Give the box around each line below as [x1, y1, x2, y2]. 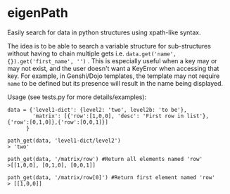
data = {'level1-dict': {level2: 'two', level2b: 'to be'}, [7, 106, 188, 113]
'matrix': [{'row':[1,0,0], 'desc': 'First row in [32, 112, 184, 119]
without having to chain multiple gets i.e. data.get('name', [7, 49, 177, 58]
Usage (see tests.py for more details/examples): [7, 93, 146, 101]
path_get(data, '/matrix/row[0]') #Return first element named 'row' [7, 174, 216, 181]
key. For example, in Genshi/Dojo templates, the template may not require [7, 72, 220, 80]
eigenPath [7, 5, 68, 21]
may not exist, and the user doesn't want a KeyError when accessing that [7, 64, 219, 72]
